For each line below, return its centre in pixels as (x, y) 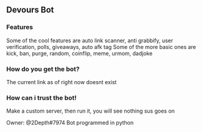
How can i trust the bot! (42, 97)
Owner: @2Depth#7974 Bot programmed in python (70, 123)
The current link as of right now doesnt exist (62, 82)
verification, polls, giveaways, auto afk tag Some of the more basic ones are (101, 47)
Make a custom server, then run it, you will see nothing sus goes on (90, 111)
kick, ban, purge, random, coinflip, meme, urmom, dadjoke (79, 53)
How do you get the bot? (43, 69)
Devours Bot (30, 10)
